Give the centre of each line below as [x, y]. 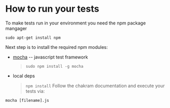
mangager [16, 28]
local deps [24, 76]
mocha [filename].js [27, 100]
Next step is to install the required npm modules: [56, 47]
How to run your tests [52, 9]
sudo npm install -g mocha [54, 66]
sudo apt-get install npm [33, 38]
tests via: [35, 91]
